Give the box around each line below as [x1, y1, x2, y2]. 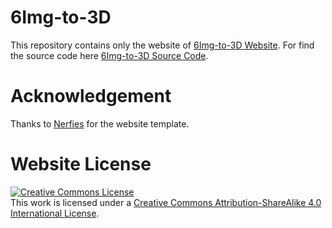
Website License [10, 153, 152, 176]
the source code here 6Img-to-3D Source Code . [10, 49, 209, 61]
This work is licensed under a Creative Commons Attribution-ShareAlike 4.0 [10, 196, 322, 208]
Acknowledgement [10, 85, 172, 108]
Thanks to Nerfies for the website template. [10, 117, 190, 130]
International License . [10, 207, 100, 219]
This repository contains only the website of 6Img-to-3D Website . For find [10, 39, 315, 51]
